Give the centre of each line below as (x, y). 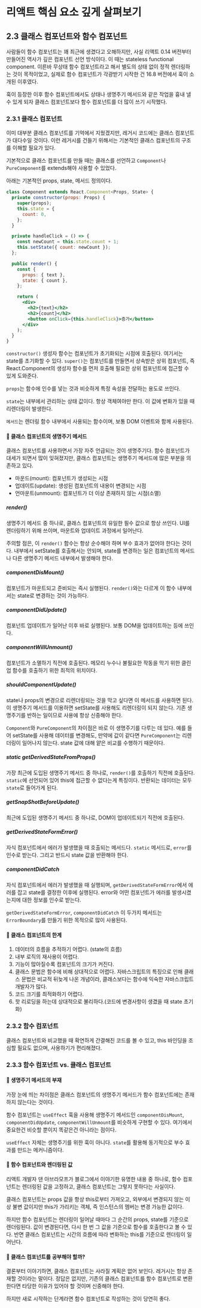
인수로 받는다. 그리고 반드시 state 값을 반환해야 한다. (67, 855)
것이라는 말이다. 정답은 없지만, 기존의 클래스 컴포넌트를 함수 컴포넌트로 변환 (105, 1279)
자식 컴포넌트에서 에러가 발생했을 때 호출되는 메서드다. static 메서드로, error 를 (99, 847)
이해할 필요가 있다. (34, 148)
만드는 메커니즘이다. (40, 1150)
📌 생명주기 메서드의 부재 (34, 1080)
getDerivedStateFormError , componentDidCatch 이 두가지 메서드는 (84, 913)
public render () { (35, 264)
